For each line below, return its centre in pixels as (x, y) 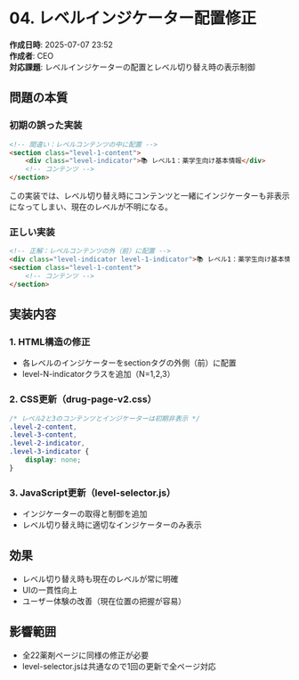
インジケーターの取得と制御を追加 (85, 514)
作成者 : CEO (32, 55)
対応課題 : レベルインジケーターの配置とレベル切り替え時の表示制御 (132, 67)
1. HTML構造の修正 (50, 341)
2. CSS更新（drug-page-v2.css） (83, 399)
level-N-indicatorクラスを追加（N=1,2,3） (98, 374)
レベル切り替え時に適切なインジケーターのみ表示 (112, 525)
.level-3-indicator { (49, 452)
